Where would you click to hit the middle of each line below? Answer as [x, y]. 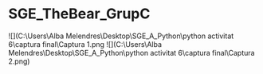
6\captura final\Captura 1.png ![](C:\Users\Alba [85, 44]
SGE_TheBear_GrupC [79, 14]
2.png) [19, 61]
